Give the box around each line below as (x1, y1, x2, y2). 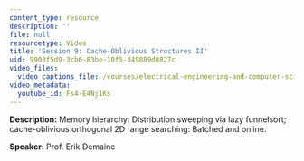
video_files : (9, 64, 59, 73)
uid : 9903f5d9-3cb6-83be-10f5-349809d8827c (9, 55, 176, 64)
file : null (9, 30, 51, 39)
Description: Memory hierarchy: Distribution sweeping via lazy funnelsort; (9, 114, 287, 125)
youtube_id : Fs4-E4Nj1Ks (17, 89, 111, 98)
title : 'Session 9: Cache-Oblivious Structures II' (9, 47, 208, 56)
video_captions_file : (17, 72, 100, 81)
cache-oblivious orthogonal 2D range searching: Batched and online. (9, 123, 267, 134)
